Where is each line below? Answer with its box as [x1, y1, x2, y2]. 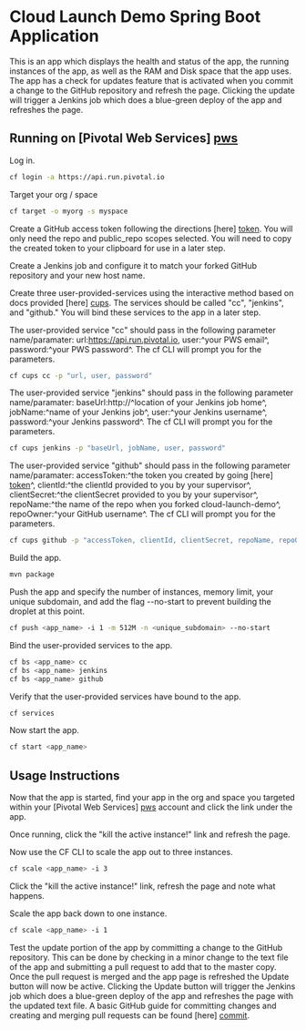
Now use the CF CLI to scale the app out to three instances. [9, 847, 234, 858]
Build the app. [9, 553, 62, 564]
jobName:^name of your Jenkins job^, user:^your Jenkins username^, [9, 407, 268, 418]
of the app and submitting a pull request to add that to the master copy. [9, 961, 277, 972]
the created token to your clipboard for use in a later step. [9, 242, 226, 253]
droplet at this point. [9, 606, 85, 617]
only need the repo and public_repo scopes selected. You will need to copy [9, 232, 292, 243]
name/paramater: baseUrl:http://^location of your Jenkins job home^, [9, 397, 268, 408]
